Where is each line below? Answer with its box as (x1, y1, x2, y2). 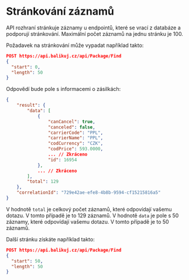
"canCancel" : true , (47, 119, 95, 124)
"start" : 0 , (11, 64, 41, 70)
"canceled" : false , (47, 124, 95, 130)
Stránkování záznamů (6, 5, 114, 18)
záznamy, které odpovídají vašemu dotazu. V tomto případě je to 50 (6, 218, 169, 225)
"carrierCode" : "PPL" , (47, 130, 104, 136)
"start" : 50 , (11, 258, 43, 264)
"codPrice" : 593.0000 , (47, 146, 104, 152)
